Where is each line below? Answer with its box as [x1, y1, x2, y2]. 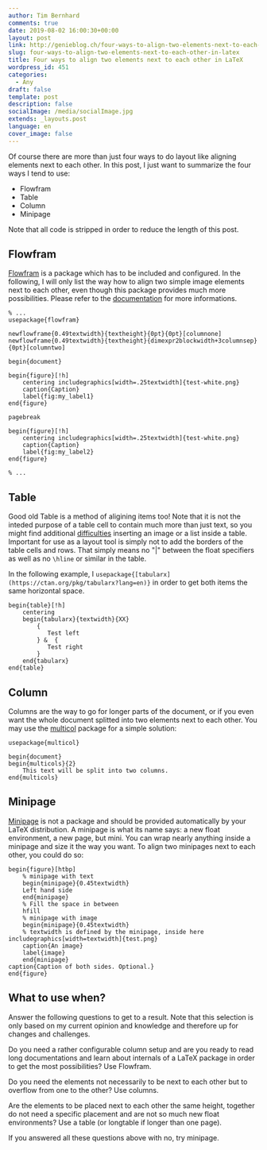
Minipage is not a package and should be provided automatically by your [8, 816, 246, 826]
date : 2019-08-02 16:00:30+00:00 [8, 26, 119, 34]
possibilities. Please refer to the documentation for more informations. [8, 294, 238, 303]
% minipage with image [22, 914, 98, 922]
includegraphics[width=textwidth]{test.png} [8, 935, 158, 943]
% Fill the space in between [22, 900, 119, 908]
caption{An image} [22, 942, 83, 950]
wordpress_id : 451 [8, 64, 69, 71]
